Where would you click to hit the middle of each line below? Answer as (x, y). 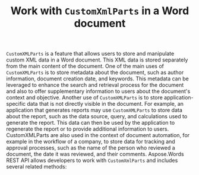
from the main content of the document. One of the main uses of (85, 66)
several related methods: (37, 167)
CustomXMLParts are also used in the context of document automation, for (98, 135)
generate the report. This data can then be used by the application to (91, 123)
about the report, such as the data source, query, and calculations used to (97, 116)
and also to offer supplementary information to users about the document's (98, 91)
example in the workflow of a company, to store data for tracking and (91, 142)
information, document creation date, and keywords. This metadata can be (97, 79)
